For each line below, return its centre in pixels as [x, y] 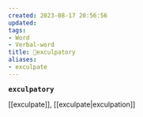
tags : [17, 30]
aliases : [23, 60]
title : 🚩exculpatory [42, 52]
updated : [23, 23]
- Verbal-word [32, 45]
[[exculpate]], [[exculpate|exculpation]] [72, 104]
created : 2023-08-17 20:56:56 [58, 15]
